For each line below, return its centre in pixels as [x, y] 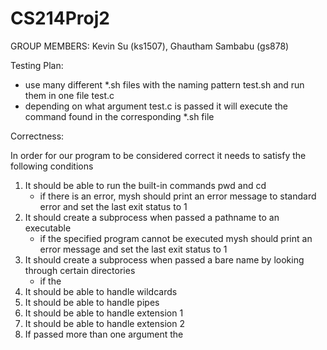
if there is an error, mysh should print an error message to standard [178, 196]
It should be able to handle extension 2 [104, 323]
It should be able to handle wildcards [101, 291]
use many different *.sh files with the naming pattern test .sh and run [164, 84]
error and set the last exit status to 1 [113, 206]
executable [48, 228]
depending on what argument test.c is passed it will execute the [156, 106]
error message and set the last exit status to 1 [133, 249]
